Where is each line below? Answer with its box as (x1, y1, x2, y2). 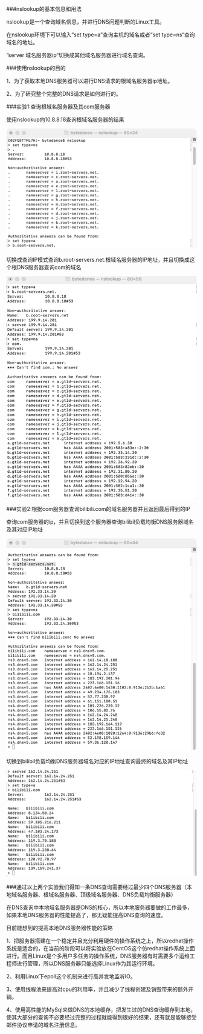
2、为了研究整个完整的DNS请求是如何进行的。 (6, 90, 122, 97)
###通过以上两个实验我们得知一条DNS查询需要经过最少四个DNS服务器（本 (6, 883, 192, 890)
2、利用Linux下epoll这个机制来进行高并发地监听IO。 (6, 972, 136, 980)
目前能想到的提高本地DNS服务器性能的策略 (6, 924, 113, 932)
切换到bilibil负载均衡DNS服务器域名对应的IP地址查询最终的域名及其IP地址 (6, 757, 188, 765)
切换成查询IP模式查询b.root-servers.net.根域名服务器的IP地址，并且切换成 (6, 256, 190, 264)
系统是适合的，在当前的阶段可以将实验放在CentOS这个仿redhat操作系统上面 (6, 944, 195, 952)
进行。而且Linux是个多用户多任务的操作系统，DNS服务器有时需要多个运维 (6, 952, 190, 959)
